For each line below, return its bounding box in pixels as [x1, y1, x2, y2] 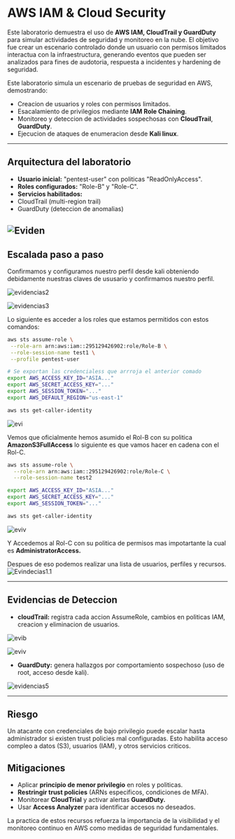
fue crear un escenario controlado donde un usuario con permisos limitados [7, 43, 227, 51]
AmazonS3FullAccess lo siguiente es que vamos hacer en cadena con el [7, 440, 219, 449]
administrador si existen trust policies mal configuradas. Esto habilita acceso [7, 734, 228, 743]
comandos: [7, 322, 40, 331]
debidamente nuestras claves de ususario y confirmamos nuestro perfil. [7, 274, 215, 282]
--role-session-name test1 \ [10, 349, 96, 356]
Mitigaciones [7, 762, 66, 774]
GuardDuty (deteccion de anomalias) [17, 204, 124, 213]
